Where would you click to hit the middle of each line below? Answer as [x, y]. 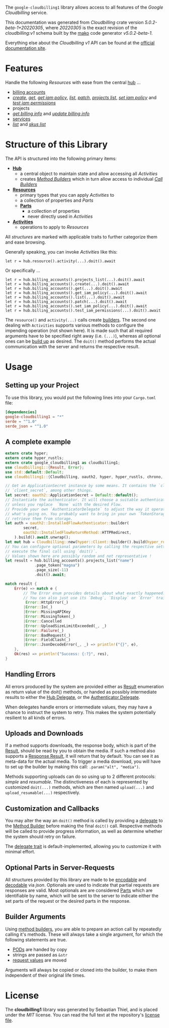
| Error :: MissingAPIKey [47, 612]
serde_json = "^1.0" [27, 426]
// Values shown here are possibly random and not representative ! [78, 556]
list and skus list [29, 124]
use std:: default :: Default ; [35, 472]
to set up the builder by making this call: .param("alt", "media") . [73, 767]
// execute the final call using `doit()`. [52, 551]
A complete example [38, 442]
